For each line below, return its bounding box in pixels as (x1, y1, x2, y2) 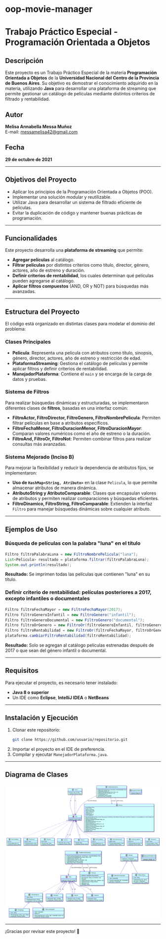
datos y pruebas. (12, 376, 47, 382)
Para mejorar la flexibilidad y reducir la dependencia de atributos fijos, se (5, 465, 154, 471)
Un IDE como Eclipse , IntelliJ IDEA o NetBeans (12, 694, 109, 701)
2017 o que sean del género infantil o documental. (5, 648, 107, 653)
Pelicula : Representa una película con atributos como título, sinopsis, (12, 350, 153, 356)
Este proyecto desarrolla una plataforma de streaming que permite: (5, 247, 144, 253)
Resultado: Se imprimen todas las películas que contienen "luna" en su (5, 571, 150, 577)
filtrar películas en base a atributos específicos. (12, 420, 109, 426)
